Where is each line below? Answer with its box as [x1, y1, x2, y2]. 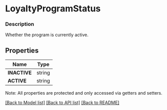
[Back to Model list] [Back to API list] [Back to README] [5, 100, 120, 106]
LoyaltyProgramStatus [5, 3, 101, 14]
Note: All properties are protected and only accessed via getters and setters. [5, 90, 163, 96]
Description [5, 21, 34, 28]
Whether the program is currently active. [5, 32, 89, 38]
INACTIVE [7, 69, 32, 76]
